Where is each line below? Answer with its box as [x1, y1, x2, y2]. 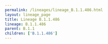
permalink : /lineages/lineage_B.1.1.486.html [5, 7, 103, 13]
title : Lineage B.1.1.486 [5, 17, 60, 22]
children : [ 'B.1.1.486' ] [5, 31, 58, 36]
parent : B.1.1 [5, 26, 35, 31]
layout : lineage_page [5, 12, 51, 17]
